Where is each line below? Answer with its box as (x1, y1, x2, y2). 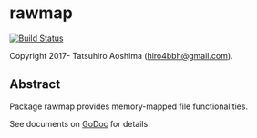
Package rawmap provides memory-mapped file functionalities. (9, 101, 249, 112)
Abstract (9, 76, 61, 93)
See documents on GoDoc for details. (9, 118, 150, 129)
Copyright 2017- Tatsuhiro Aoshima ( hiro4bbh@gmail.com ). (9, 50, 234, 61)
